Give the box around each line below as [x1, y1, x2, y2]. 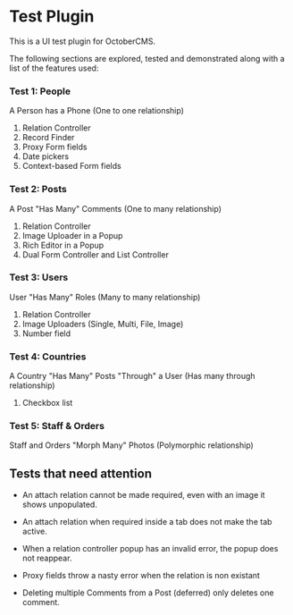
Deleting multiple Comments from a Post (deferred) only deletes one [21, 587, 274, 598]
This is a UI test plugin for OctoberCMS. [9, 36, 156, 46]
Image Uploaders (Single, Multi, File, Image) [21, 318, 184, 329]
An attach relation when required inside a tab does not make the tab [21, 517, 272, 527]
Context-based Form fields [21, 161, 122, 172]
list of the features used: [9, 63, 99, 73]
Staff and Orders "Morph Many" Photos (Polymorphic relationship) [9, 440, 255, 451]
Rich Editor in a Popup [21, 240, 105, 250]
